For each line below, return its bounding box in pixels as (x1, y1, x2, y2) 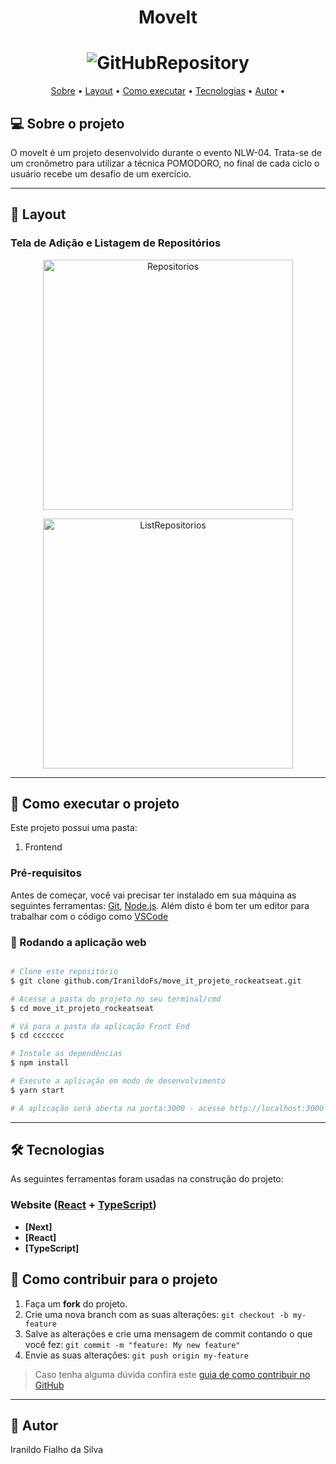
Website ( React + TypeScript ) (10, 1198, 157, 1212)
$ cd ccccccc (10, 1031, 65, 1041)
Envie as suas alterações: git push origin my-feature (24, 1349, 249, 1361)
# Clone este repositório (10, 967, 118, 977)
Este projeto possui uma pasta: (10, 822, 138, 834)
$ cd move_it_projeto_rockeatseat (10, 1003, 155, 1013)
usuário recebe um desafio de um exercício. (10, 167, 192, 180)
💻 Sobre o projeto (10, 115, 125, 132)
